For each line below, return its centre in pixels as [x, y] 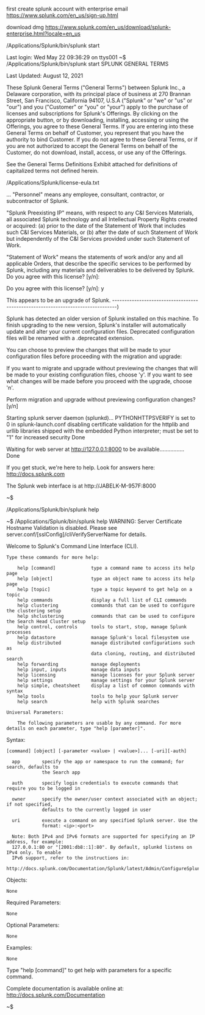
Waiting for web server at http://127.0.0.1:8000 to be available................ [95, 449]
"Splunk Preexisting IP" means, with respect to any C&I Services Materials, [100, 213]
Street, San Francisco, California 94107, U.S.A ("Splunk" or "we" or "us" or [99, 101]
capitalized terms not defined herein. [52, 171]
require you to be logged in [43, 788]
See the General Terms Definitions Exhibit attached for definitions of [92, 164]
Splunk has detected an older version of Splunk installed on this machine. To [103, 318]
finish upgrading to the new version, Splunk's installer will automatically [96, 325]
